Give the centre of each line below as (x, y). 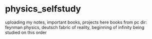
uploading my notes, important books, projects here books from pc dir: (76, 22)
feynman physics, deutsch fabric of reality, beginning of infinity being (75, 27)
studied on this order (26, 32)
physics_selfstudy (43, 9)
